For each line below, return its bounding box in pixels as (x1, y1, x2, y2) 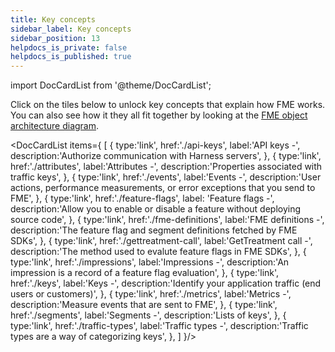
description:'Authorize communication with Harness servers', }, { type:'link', (10, 150, 322, 162)
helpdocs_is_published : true (10, 52, 132, 62)
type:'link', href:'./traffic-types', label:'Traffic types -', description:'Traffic (10, 320, 309, 332)
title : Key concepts (10, 14, 97, 25)
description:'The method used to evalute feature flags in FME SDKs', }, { (10, 246, 307, 258)
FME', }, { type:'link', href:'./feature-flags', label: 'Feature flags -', (10, 192, 275, 205)
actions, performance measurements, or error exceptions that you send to (10, 182, 316, 194)
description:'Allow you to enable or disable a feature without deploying (10, 203, 302, 215)
